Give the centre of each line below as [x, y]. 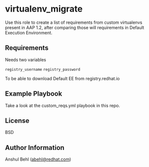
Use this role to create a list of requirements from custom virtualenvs [74, 22]
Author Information [35, 147]
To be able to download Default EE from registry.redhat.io [62, 78]
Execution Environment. [29, 33]
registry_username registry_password [43, 69]
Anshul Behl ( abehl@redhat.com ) [38, 159]
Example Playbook [33, 94]
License [17, 121]
